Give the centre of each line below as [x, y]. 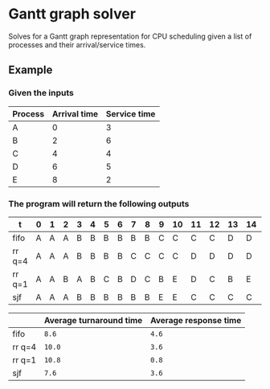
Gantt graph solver [72, 14]
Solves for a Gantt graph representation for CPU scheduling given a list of [130, 36]
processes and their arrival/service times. [77, 44]
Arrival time [75, 113]
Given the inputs [41, 93]
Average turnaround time [93, 320]
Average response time [196, 320]
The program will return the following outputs [99, 203]
